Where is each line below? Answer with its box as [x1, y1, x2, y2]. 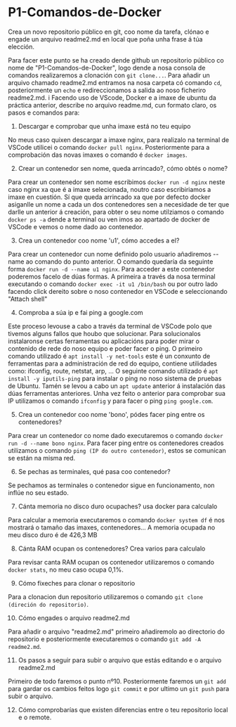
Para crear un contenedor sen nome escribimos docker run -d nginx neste [8, 177, 225, 186]
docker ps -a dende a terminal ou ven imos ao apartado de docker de [8, 215, 210, 224]
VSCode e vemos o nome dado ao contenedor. [8, 222, 143, 231]
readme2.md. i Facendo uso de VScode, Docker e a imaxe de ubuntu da [8, 93, 216, 102]
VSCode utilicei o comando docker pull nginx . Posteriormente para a [8, 143, 210, 151]
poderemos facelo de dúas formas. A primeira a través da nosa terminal [8, 272, 216, 281]
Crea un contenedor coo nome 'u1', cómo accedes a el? [18, 236, 180, 245]
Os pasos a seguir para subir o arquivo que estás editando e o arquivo [18, 655, 222, 664]
